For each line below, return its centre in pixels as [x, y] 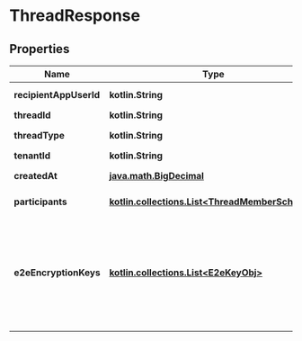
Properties [40, 49]
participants [40, 202]
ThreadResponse [75, 16]
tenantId [32, 156]
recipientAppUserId [57, 95]
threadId [32, 115]
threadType [39, 135]
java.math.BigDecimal [157, 176]
